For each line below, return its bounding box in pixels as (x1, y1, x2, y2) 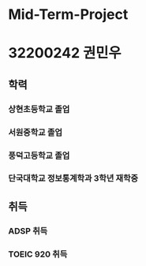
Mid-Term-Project (8, 6, 129, 24)
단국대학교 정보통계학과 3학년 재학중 (8, 173, 138, 184)
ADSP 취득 (8, 225, 48, 236)
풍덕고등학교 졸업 (8, 150, 70, 161)
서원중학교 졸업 (8, 126, 63, 137)
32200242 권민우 (8, 44, 122, 62)
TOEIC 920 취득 (8, 249, 68, 260)
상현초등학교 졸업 (8, 103, 70, 114)
